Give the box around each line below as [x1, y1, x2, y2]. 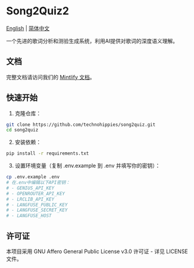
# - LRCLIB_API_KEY [6, 196, 55, 202]
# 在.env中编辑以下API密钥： [6, 180, 70, 186]
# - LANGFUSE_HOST [6, 213, 52, 219]
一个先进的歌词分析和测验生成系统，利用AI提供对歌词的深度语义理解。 [6, 37, 179, 44]
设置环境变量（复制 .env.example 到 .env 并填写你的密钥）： [14, 162, 161, 170]
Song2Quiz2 [6, 4, 70, 18]
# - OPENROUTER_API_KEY [6, 190, 65, 196]
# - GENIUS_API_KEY [6, 185, 55, 191]
